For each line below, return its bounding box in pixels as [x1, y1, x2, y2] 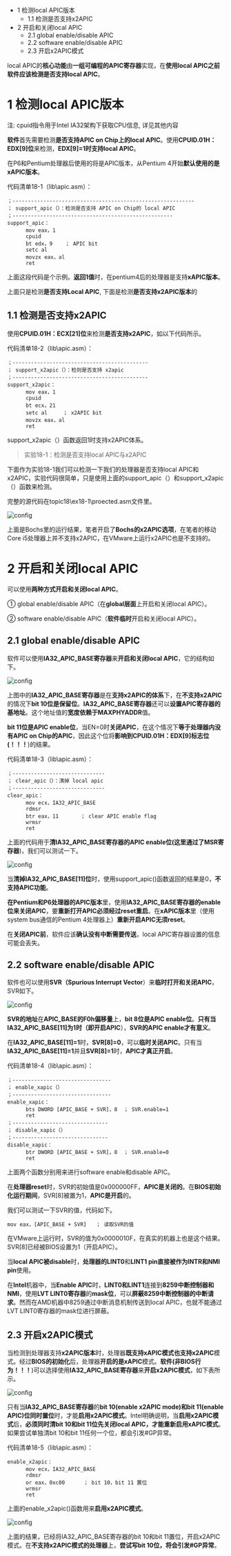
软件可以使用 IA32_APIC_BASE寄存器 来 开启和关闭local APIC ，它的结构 [7, 654, 209, 662]
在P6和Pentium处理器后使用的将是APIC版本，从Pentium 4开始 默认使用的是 [7, 158, 220, 167]
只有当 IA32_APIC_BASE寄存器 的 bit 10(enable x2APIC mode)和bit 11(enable [7, 1403, 224, 1411]
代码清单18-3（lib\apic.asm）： [7, 755, 94, 763]
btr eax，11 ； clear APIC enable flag [25, 812, 157, 820]
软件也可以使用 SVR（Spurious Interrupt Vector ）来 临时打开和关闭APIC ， [7, 978, 219, 987]
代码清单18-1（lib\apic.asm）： [7, 182, 92, 190]
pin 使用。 [7, 1266, 35, 1274]
